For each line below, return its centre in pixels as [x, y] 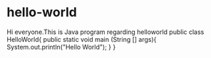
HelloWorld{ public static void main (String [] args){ [82, 39]
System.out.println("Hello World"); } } [61, 47]
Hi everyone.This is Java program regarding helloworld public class [105, 32]
